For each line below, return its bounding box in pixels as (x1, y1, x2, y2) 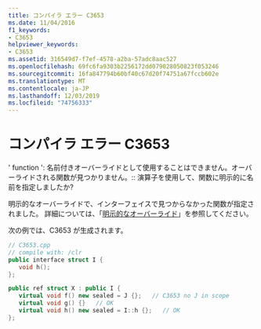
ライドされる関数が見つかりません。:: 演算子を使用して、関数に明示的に (14, 173, 247, 182)
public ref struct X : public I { (8, 284, 121, 293)
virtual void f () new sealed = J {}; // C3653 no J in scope (18, 292, 230, 300)
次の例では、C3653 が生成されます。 (8, 225, 128, 236)
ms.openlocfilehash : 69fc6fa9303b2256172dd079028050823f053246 (8, 63, 219, 71)
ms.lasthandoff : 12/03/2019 (8, 92, 100, 100)
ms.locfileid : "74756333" (8, 99, 92, 107)
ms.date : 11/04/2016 (8, 19, 76, 27)
